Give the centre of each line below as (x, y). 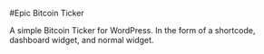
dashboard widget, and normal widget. (82, 40)
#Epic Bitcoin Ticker (47, 13)
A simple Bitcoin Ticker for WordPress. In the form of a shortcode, (132, 30)
